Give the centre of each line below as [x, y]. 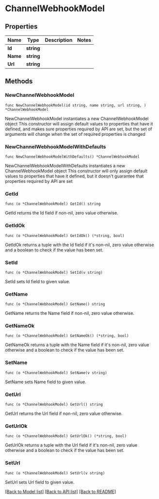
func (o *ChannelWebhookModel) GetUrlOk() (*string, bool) [66, 436]
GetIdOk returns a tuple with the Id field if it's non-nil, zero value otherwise [79, 245]
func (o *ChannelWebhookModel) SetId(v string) [54, 272]
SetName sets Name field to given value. [46, 382]
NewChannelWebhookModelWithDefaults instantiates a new [65, 165]
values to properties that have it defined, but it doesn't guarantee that [74, 176]
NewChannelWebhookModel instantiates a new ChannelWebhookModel [77, 118]
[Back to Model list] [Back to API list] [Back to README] [61, 491]
